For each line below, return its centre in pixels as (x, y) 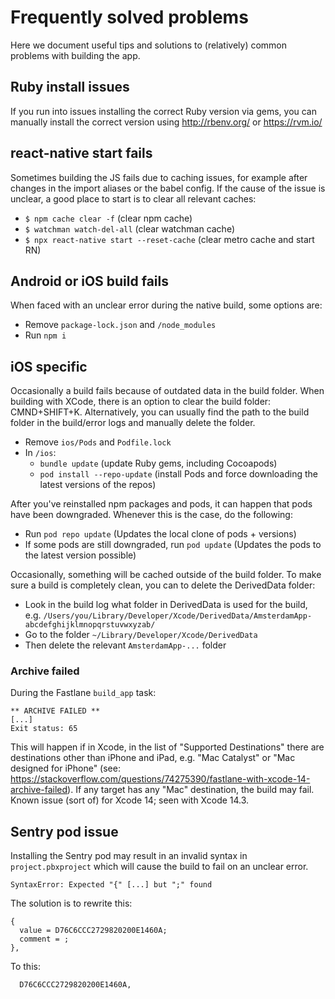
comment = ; (44, 939)
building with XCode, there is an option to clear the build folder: (141, 402)
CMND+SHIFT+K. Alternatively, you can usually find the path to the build (160, 412)
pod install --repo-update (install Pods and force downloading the (179, 474)
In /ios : (40, 453)
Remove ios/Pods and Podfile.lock (98, 442)
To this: (25, 967)
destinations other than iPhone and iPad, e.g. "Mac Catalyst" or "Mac (153, 758)
